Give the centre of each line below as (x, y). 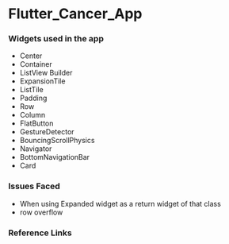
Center (31, 56)
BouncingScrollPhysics (57, 141)
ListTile (31, 90)
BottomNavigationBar (54, 157)
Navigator (36, 149)
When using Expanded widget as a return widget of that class (120, 203)
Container (36, 64)
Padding (33, 98)
